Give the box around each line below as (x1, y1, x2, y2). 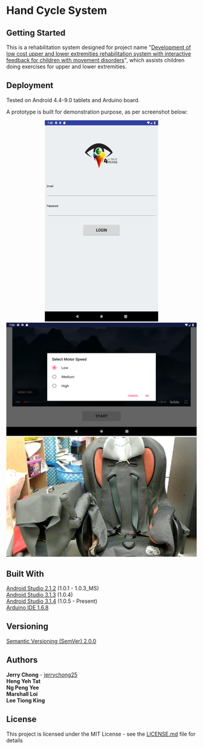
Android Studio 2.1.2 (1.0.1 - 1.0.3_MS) (6, 585, 100, 592)
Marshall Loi (6, 690, 38, 698)
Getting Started (6, 28, 66, 38)
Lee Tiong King (6, 696, 45, 704)
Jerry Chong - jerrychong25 (6, 671, 78, 678)
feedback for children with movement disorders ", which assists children (6, 57, 185, 63)
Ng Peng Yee (6, 684, 39, 691)
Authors (6, 655, 38, 665)
